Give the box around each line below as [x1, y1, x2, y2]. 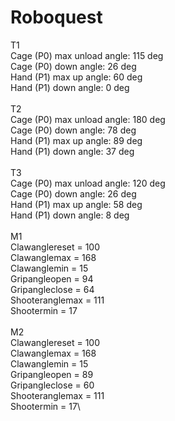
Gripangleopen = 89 [10, 368, 94, 380]
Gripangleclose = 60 [10, 379, 95, 391]
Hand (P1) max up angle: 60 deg [10, 71, 143, 83]
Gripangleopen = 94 [10, 272, 94, 285]
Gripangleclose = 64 [10, 283, 95, 295]
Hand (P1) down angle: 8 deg [10, 209, 130, 221]
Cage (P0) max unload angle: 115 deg [10, 49, 164, 61]
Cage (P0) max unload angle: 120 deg [10, 177, 166, 189]
